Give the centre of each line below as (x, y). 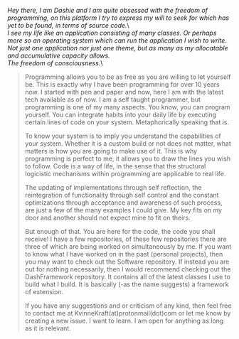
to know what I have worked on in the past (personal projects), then (124, 254)
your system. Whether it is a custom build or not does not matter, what (128, 144)
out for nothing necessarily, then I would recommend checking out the (128, 269)
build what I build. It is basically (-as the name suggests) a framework (127, 284)
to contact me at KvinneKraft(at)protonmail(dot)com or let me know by (128, 313)
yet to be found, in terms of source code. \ (68, 25)
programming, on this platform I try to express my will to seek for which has (118, 18)
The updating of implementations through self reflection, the (113, 187)
